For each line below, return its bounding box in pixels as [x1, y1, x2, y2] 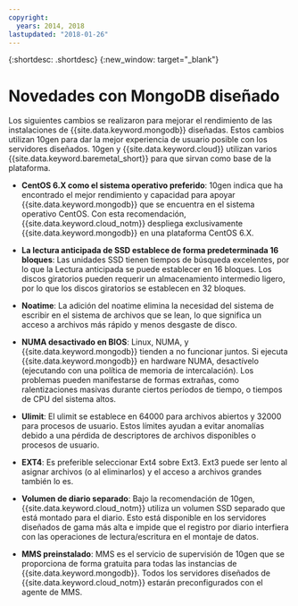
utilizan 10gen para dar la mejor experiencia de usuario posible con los [8, 134, 269, 145]
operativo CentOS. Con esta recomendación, [21, 209, 186, 219]
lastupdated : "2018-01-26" [8, 30, 109, 38]
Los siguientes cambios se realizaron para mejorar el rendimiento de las [8, 115, 273, 126]
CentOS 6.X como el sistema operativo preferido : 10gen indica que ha [21, 180, 284, 191]
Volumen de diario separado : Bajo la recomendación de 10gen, [21, 493, 255, 504]
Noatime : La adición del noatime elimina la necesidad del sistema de [21, 301, 274, 312]
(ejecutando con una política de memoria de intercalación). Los [21, 365, 254, 376]
